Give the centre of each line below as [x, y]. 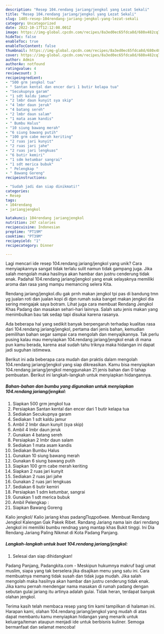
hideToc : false [21, 37]
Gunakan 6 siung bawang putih [44, 461]
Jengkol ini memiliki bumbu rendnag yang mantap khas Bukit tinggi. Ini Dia [80, 527]
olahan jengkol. [21, 597]
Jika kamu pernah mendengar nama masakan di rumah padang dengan [77, 587]
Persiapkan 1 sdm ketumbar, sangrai [49, 492]
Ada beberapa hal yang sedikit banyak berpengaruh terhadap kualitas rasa [80, 324]
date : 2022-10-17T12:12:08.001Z [38, 28]
